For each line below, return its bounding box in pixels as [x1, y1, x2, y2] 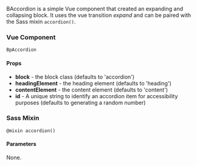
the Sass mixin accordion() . [6, 18, 76, 25]
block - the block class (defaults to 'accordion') [15, 73, 135, 81]
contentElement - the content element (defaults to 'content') [15, 86, 168, 93]
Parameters [6, 141, 36, 148]
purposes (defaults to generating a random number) [15, 99, 146, 106]
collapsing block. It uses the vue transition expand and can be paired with [6, 12, 192, 19]
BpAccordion [6, 47, 36, 53]
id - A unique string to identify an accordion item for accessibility [15, 92, 178, 99]
